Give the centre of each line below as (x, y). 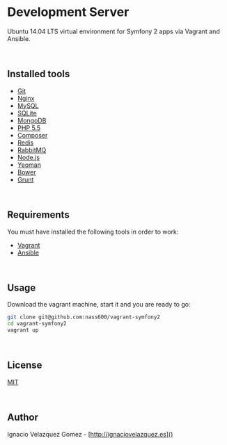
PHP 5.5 (29, 128)
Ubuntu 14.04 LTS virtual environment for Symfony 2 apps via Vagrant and (114, 31)
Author (23, 418)
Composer (32, 135)
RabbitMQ (32, 149)
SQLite (27, 113)
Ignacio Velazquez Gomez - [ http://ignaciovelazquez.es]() (90, 434)
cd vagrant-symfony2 (37, 324)
